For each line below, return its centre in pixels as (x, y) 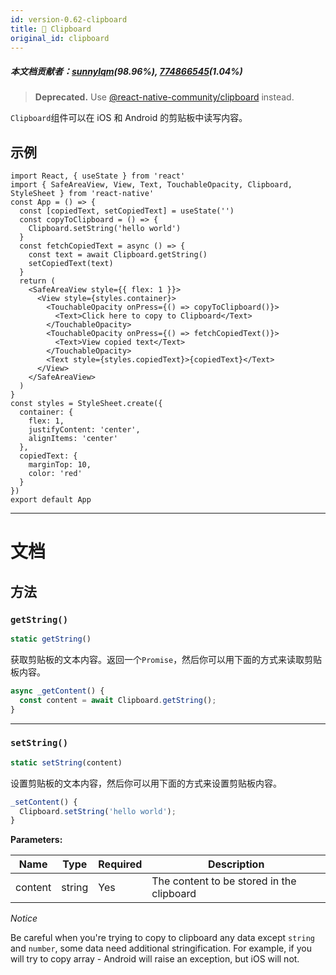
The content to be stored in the (224, 881)
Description (236, 864)
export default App (51, 500)
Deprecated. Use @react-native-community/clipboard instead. (164, 97)
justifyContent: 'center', (84, 430)
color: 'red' (55, 474)
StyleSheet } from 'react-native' (82, 194)
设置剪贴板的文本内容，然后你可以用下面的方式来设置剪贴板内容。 (146, 783)
